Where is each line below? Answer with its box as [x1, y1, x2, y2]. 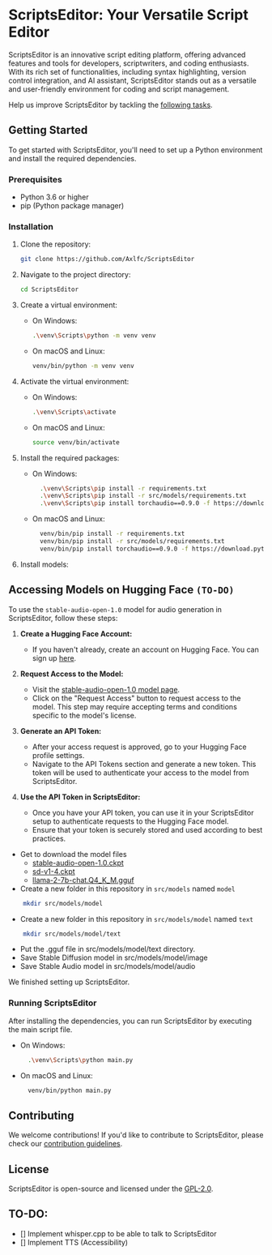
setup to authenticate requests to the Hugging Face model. [32, 816, 229, 826]
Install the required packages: [19, 452, 120, 463]
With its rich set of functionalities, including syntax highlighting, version [8, 66, 247, 76]
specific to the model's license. [32, 710, 137, 720]
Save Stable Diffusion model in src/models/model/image [19, 953, 208, 962]
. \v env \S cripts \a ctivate [32, 408, 117, 416]
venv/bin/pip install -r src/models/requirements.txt [39, 538, 225, 546]
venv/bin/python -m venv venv [32, 362, 135, 370]
